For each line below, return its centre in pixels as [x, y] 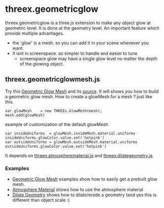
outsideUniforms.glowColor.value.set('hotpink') [56, 146]
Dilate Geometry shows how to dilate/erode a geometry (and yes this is [84, 195]
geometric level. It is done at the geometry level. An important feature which [82, 28]
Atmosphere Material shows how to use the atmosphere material [78, 190]
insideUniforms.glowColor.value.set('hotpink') [55, 138]
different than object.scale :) [41, 200]
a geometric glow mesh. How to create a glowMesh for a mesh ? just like [79, 96]
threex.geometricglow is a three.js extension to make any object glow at [78, 23]
